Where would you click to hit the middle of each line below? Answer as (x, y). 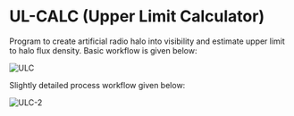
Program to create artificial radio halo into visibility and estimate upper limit (147, 41)
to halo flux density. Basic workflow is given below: (103, 50)
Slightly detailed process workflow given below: (97, 85)
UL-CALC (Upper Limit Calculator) (137, 17)
